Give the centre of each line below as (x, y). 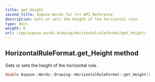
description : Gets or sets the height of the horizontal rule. (72, 19)
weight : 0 (15, 28)
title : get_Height (24, 10)
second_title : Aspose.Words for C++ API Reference (59, 14)
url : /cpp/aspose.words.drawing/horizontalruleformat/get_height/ (76, 33)
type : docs (16, 24)
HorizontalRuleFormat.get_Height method (72, 53)
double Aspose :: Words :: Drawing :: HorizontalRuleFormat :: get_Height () (78, 74)
